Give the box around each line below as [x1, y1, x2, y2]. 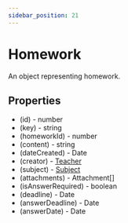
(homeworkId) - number [19, 131, 98, 141]
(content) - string [19, 140, 75, 149]
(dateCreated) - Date [19, 148, 88, 158]
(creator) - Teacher [19, 156, 82, 166]
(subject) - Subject [19, 165, 81, 174]
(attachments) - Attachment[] [19, 174, 115, 183]
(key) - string [19, 123, 63, 133]
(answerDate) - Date [19, 207, 86, 216]
